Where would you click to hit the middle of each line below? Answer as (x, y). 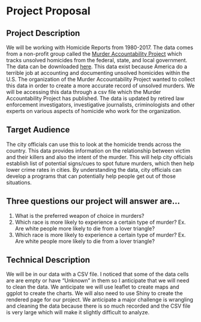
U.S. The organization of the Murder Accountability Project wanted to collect (100, 79)
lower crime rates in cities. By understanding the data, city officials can (94, 169)
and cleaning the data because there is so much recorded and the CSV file (98, 306)
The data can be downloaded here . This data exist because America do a (97, 66)
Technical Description (48, 260)
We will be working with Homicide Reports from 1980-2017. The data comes (100, 47)
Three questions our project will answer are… (93, 201)
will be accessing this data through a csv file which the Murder (84, 92)
